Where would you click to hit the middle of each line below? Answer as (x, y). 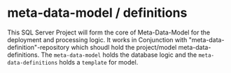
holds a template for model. (99, 62)
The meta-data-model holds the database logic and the (119, 55)
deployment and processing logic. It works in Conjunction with (97, 39)
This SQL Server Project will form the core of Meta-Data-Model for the (109, 32)
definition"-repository (38, 47)
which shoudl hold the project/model (124, 47)
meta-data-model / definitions (97, 13)
